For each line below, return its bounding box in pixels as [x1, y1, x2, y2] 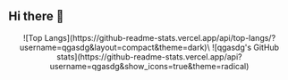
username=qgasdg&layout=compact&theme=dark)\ [20, 42, 211, 52]
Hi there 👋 [8, 9, 64, 24]
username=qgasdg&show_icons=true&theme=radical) [49, 60, 250, 71]
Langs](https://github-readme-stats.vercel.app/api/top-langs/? [44, 32, 276, 43]
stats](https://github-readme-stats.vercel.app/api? [56, 51, 242, 62]
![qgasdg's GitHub [212, 42, 279, 52]
